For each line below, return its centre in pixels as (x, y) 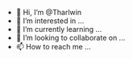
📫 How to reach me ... (53, 47)
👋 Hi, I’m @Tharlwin (49, 12)
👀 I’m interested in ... (50, 21)
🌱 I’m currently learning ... (59, 29)
